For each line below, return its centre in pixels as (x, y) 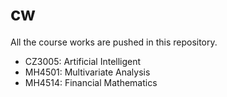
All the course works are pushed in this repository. (114, 42)
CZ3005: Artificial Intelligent (83, 61)
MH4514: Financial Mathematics (91, 82)
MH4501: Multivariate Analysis (87, 72)
